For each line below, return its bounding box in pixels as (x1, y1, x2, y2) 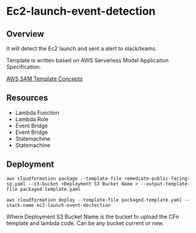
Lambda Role (15, 115, 49, 123)
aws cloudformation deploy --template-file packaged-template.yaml (6, 197, 183, 203)
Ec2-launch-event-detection (6, 4, 156, 18)
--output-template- (140, 180, 190, 187)
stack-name (6, 202, 34, 209)
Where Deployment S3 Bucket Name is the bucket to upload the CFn (6, 213, 179, 220)
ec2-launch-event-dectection (36, 202, 111, 209)
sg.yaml (6, 180, 26, 187)
